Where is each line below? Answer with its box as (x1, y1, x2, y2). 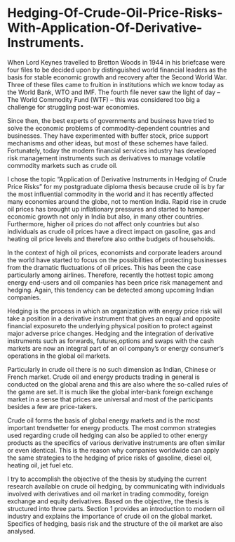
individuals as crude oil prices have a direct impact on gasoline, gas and (7, 227, 216, 235)
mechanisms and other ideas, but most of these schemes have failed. (7, 138, 208, 147)
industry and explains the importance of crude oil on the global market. (7, 512, 213, 520)
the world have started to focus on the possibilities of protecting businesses (7, 255, 227, 264)
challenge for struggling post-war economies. (7, 103, 140, 111)
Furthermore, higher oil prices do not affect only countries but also (7, 219, 200, 228)
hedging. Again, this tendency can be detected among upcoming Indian (7, 285, 215, 294)
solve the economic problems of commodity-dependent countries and (7, 124, 210, 132)
